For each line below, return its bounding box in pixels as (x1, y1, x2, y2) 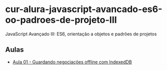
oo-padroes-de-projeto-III (5, 14, 117, 26)
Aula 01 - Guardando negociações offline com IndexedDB (12, 59, 132, 65)
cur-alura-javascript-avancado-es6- (5, 4, 162, 15)
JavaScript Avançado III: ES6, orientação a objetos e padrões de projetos (5, 31, 157, 37)
